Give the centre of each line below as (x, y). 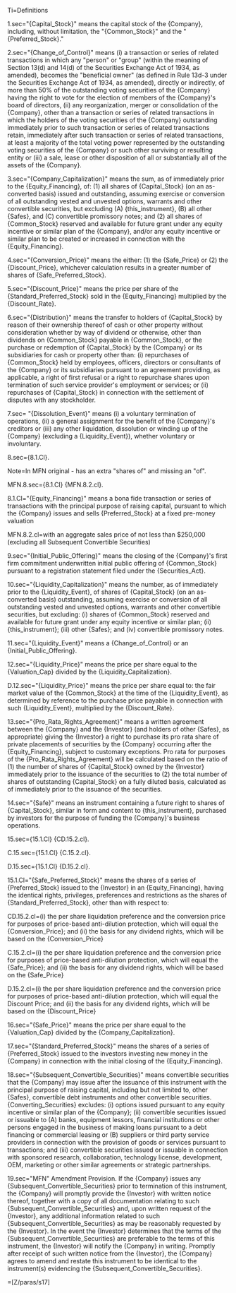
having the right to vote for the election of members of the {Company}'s (112, 97)
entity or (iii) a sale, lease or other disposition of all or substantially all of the (117, 157)
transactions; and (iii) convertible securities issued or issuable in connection (118, 1150)
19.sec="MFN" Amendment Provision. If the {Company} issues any (104, 1178)
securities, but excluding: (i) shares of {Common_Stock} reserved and (108, 614)
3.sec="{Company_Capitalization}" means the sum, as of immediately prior (116, 179)
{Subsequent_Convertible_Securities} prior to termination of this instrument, (117, 1186)
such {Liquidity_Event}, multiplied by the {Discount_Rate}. (91, 708)
